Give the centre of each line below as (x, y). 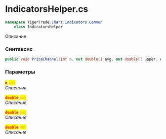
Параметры (20, 71)
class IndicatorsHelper (39, 27)
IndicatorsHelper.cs (47, 9)
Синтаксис (19, 49)
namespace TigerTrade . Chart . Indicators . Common (54, 22)
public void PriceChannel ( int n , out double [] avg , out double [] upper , (82, 59)
